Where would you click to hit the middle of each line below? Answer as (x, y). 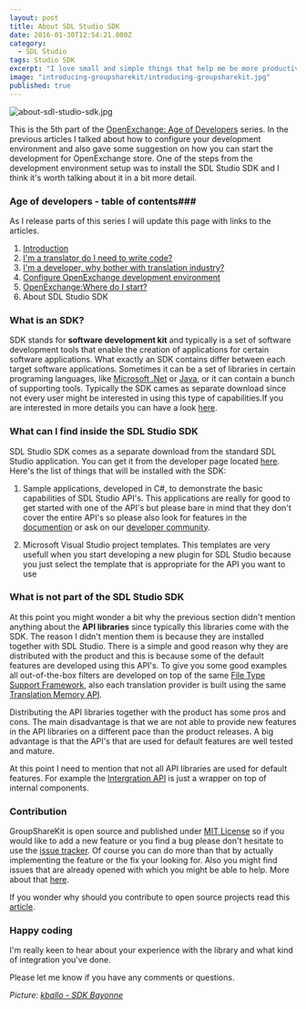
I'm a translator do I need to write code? (97, 258)
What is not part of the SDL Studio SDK (97, 597)
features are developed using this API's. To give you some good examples (148, 665)
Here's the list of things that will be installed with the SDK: (118, 471)
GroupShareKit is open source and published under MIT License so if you (147, 831)
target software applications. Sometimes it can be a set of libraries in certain (153, 369)
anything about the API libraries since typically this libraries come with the (149, 627)
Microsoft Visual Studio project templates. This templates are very (146, 545)
